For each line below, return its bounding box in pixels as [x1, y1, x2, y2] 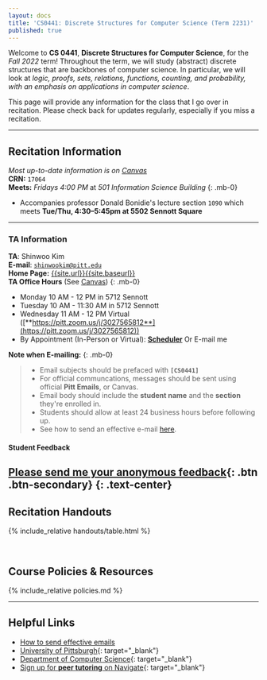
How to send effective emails [19, 637, 115, 647]
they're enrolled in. [39, 399, 102, 409]
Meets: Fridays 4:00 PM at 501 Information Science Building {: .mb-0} [8, 183, 238, 192]
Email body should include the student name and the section [39, 391, 241, 400]
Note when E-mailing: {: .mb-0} [8, 350, 114, 360]
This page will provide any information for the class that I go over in [8, 97, 229, 107]
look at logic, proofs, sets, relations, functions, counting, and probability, [8, 73, 246, 83]
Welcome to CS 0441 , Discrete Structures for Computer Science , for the [8, 48, 249, 58]
